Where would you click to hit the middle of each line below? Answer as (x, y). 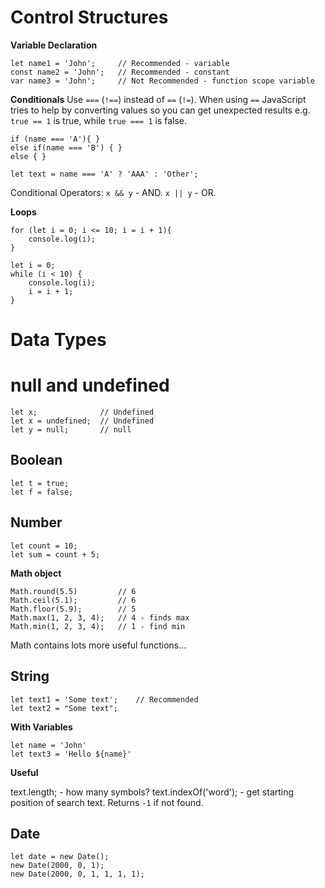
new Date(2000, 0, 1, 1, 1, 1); (77, 874)
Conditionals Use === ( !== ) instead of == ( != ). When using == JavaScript (158, 99)
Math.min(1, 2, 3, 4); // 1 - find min (98, 626)
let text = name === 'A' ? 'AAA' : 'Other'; (104, 174)
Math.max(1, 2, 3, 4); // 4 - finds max (100, 617)
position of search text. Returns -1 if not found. (107, 802)
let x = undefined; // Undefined (82, 421)
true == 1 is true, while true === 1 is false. (99, 120)
